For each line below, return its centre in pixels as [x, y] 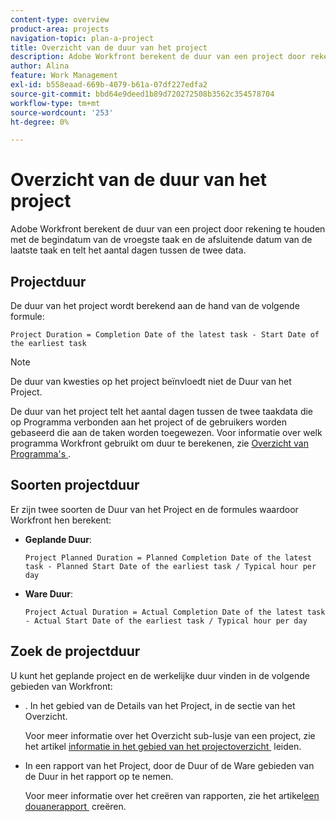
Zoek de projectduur [75, 651]
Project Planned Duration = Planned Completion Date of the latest [168, 557]
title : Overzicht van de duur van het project [109, 47]
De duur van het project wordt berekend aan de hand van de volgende [155, 305]
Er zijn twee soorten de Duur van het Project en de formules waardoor [154, 509]
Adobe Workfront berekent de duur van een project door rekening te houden [168, 229]
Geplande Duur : [58, 539]
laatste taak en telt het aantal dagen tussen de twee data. [128, 250]
